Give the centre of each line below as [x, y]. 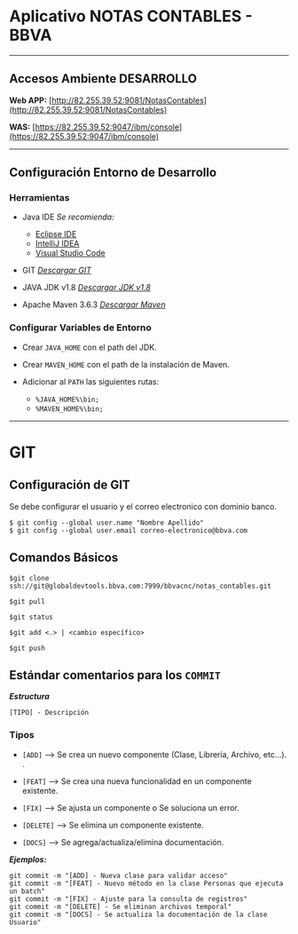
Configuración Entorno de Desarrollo [113, 173]
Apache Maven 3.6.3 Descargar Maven [94, 305]
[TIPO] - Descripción [49, 713]
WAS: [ [22, 127]
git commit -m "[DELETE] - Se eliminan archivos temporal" [121, 906]
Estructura [30, 697]
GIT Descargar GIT [56, 270]
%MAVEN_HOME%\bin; [69, 409]
